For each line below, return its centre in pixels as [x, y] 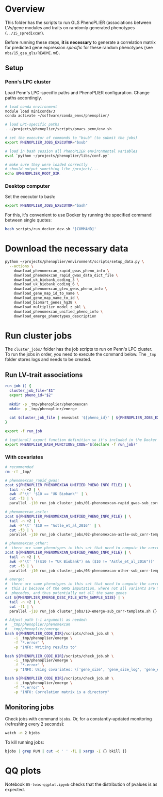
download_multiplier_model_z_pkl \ [50, 307]
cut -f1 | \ [22, 607]
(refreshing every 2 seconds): [35, 724]
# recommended [19, 467]
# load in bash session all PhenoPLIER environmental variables [71, 151]
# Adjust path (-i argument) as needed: [47, 620]
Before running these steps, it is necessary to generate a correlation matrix [81, 42]
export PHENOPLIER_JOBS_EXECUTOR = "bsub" [47, 142]
